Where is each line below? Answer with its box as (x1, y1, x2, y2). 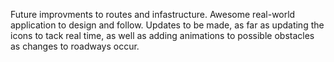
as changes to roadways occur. (10, 40, 140, 52)
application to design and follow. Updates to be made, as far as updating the (10, 19, 325, 31)
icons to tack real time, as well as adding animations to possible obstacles (10, 30, 315, 41)
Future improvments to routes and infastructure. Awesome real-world (10, 9, 296, 20)
